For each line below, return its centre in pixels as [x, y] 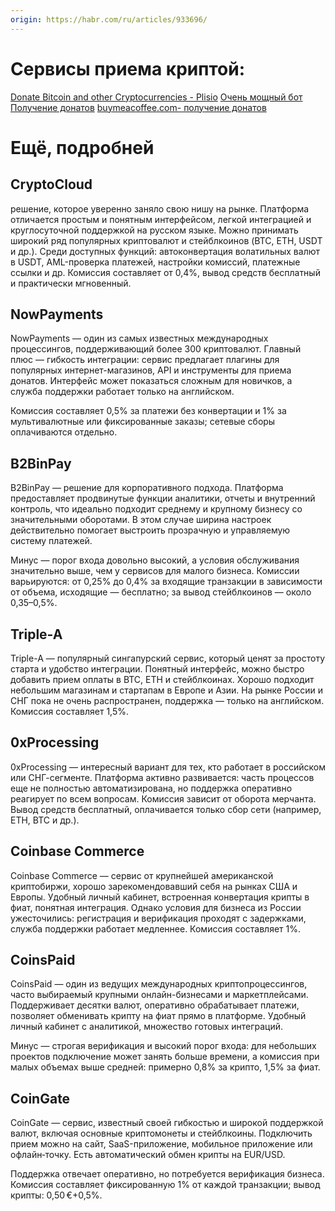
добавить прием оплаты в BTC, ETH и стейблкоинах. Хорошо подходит [162, 679]
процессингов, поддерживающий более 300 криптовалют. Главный [156, 349]
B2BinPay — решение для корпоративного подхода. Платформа [147, 488]
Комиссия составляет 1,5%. [70, 711]
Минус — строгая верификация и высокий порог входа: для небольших [163, 1046]
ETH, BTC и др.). [45, 820]
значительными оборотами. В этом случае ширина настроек [141, 520]
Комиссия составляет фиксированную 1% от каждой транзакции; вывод [165, 1185]
